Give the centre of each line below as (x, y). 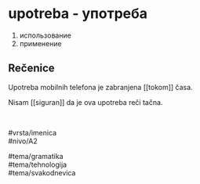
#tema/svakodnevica (42, 172)
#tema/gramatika (36, 156)
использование (45, 35)
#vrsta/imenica (33, 132)
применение (40, 43)
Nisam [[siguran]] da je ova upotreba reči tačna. (85, 102)
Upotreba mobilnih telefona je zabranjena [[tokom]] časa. (101, 87)
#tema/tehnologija (38, 164)
